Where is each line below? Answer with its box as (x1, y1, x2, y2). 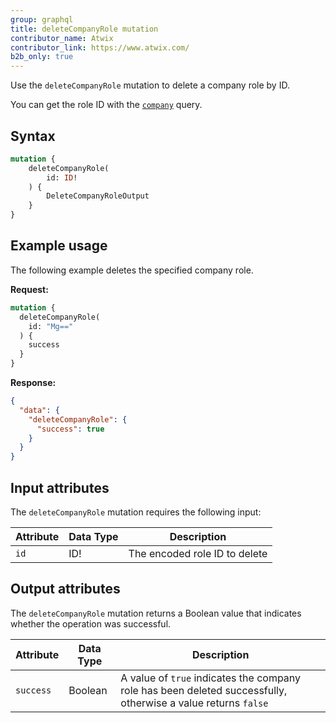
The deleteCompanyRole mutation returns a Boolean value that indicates (10, 607, 302, 619)
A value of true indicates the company (120, 671, 302, 685)
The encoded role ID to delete (128, 546, 268, 560)
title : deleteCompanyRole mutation (10, 24, 159, 34)
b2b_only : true (10, 52, 74, 62)
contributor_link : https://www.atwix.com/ (10, 42, 190, 53)
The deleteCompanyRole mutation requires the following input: (10, 506, 262, 518)
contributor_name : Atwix (10, 33, 114, 43)
